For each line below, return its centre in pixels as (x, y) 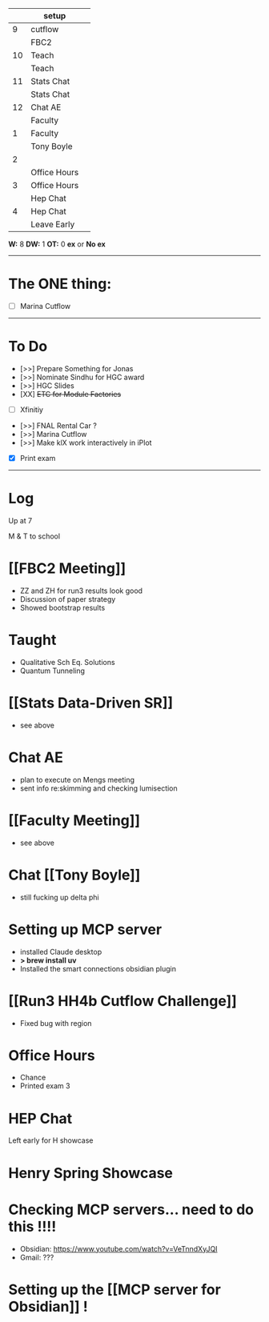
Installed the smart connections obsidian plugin (98, 968)
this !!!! (32, 1226)
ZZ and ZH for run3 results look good (81, 591)
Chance (33, 1078)
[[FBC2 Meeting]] (67, 569)
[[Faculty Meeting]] (74, 820)
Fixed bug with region (56, 1023)
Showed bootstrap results (62, 607)
